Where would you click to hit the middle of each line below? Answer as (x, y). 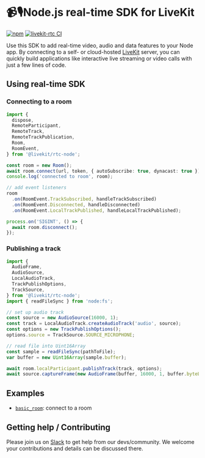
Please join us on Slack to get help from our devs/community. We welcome (100, 441)
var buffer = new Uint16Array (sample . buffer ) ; (67, 357)
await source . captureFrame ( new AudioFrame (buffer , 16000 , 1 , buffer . (97, 374)
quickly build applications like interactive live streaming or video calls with (99, 58)
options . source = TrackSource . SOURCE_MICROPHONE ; (71, 335)
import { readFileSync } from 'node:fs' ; (60, 301)
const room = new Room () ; (39, 165)
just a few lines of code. (36, 65)
